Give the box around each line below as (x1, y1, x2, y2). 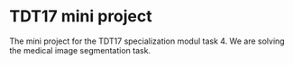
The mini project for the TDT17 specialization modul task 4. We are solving (9, 36, 286, 46)
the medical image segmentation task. (9, 45, 151, 55)
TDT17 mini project (9, 6, 153, 27)
